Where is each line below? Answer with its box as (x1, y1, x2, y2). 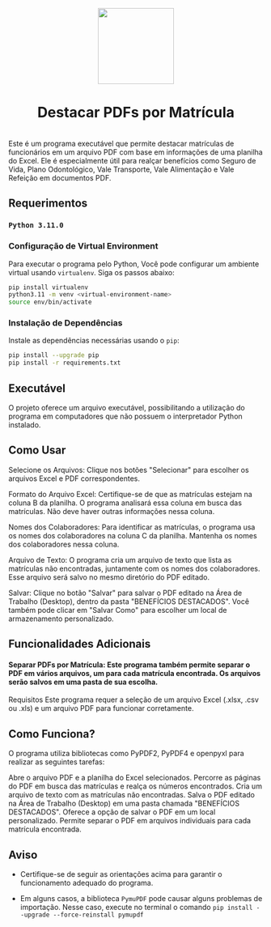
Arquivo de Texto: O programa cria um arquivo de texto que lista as (8, 555, 232, 564)
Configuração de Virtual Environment (8, 240, 159, 252)
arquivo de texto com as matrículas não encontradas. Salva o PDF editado (8, 790, 256, 800)
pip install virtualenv (8, 283, 89, 291)
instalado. (8, 420, 41, 430)
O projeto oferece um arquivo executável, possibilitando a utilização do (8, 403, 245, 413)
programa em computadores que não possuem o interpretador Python (8, 411, 243, 421)
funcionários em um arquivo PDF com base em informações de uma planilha (8, 147, 263, 157)
